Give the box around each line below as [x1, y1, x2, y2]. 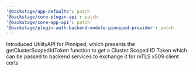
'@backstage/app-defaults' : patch [6, 8, 91, 15]
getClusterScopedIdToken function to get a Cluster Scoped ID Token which [6, 47, 187, 54]
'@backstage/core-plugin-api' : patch [6, 14, 98, 20]
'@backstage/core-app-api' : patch [6, 19, 91, 25]
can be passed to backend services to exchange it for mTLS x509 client [6, 53, 180, 60]
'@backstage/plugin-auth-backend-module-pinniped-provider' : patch [6, 24, 174, 31]
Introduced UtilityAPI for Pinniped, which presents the [6, 41, 136, 48]
